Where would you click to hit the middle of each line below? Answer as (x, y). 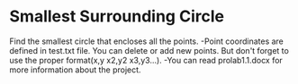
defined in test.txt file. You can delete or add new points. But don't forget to (149, 50)
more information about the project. (75, 70)
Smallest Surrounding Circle (117, 17)
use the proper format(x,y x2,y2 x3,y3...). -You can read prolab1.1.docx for (146, 60)
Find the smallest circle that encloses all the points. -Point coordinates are (146, 41)
